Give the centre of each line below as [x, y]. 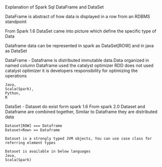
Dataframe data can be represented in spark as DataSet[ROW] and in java [80, 46]
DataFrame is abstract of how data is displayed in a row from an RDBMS [78, 16]
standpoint [16, 22]
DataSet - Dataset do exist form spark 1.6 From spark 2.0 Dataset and [75, 106]
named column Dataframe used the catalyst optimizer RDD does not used [79, 65]
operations [16, 76]
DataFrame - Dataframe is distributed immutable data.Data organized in [77, 60]
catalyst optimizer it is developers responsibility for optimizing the [71, 71]
